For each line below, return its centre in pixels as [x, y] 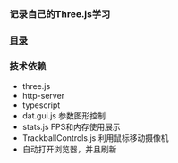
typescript [41, 105]
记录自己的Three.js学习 [60, 13]
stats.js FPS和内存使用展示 [71, 127]
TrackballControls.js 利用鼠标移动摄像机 [95, 138]
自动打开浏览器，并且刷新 [69, 150]
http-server [43, 96]
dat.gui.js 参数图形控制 [64, 116]
